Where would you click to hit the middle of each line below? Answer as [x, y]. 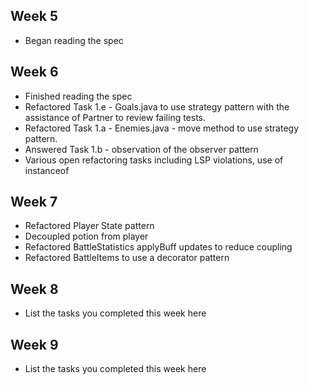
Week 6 [34, 72]
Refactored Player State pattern [89, 226]
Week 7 [34, 202]
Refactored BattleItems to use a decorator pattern [127, 258]
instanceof [47, 170]
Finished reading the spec [78, 96]
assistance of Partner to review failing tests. [115, 117]
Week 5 [34, 16]
